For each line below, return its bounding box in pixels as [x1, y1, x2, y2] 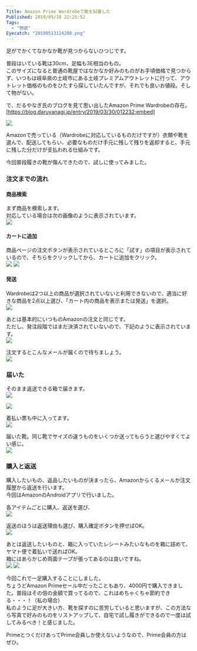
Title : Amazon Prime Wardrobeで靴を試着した [6, 8, 111, 15]
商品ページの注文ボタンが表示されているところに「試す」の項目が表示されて [6, 246, 191, 253]
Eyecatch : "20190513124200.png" [6, 31, 85, 36]
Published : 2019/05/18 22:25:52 [6, 14, 85, 20]
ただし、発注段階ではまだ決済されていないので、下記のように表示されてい [6, 323, 186, 330]
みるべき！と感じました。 [16, 619, 78, 626]
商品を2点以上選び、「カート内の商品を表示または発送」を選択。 [16, 297, 172, 304]
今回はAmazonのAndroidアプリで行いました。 [6, 492, 118, 499]
